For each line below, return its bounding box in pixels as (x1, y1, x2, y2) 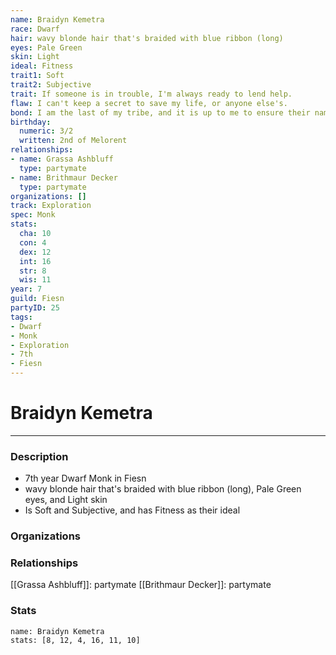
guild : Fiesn (10, 294, 65, 304)
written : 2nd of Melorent (19, 136, 128, 146)
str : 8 (19, 266, 47, 276)
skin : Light (10, 52, 60, 62)
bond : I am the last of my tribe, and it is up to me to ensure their (10, 107, 311, 118)
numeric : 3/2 (19, 126, 74, 136)
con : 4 (19, 237, 47, 248)
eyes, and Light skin (24, 494, 108, 506)
